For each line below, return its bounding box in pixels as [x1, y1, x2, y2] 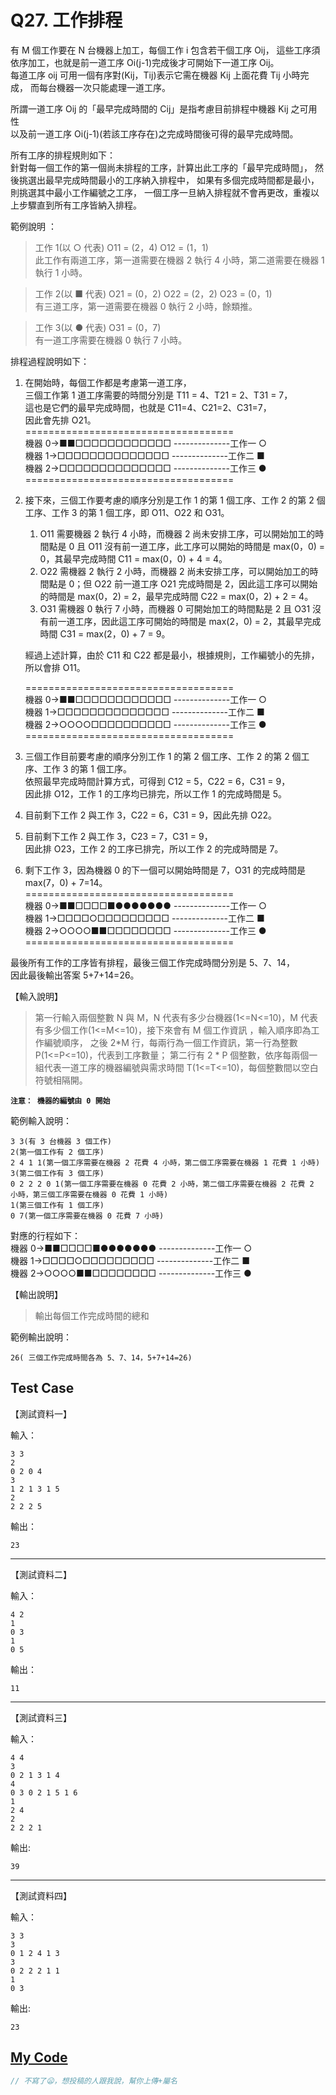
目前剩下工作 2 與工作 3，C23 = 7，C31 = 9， [24, 830, 213, 842]
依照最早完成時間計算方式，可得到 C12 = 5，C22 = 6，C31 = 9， [24, 775, 291, 787]
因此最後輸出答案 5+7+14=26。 [10, 969, 140, 981]
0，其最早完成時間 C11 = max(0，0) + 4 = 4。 [39, 552, 228, 565]
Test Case [10, 1380, 75, 1397]
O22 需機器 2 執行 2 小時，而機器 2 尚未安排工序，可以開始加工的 [39, 565, 310, 577]
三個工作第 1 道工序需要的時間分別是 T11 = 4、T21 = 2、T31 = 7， [24, 389, 293, 401]
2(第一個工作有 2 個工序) [10, 1147, 105, 1157]
